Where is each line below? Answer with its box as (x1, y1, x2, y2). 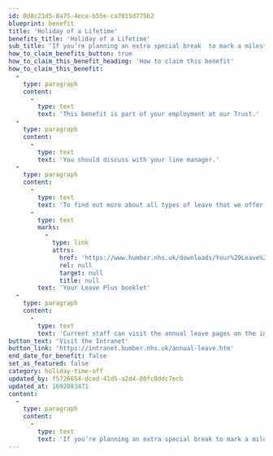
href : (59, 254, 79, 262)
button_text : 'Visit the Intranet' (8, 337, 129, 345)
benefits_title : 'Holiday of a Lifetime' (8, 34, 151, 43)
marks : (37, 224, 60, 232)
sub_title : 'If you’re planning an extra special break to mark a (8, 42, 242, 50)
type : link (51, 239, 89, 247)
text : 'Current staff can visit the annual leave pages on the (37, 329, 256, 337)
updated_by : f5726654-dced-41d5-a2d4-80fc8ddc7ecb (8, 375, 184, 383)
